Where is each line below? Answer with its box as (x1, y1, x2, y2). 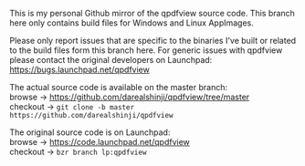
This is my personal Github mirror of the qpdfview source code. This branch (9, 8, 295, 18)
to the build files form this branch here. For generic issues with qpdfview (9, 45, 283, 56)
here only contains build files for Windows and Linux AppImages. (9, 17, 254, 28)
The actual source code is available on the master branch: (9, 82, 228, 92)
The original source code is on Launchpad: (9, 127, 171, 138)
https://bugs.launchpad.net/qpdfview (9, 64, 151, 75)
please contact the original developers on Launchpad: (9, 55, 213, 65)
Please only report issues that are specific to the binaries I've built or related (9, 36, 297, 46)
